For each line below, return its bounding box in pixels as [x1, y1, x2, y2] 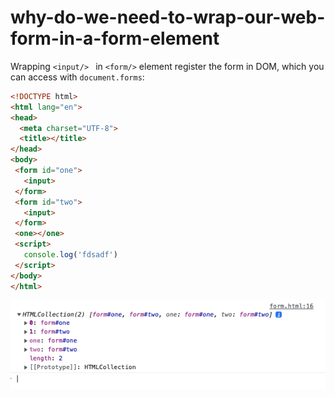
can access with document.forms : [10, 71, 145, 83]
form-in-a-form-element [10, 27, 220, 50]
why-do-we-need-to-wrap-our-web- [10, 6, 326, 29]
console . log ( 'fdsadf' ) [23, 250, 118, 260]
